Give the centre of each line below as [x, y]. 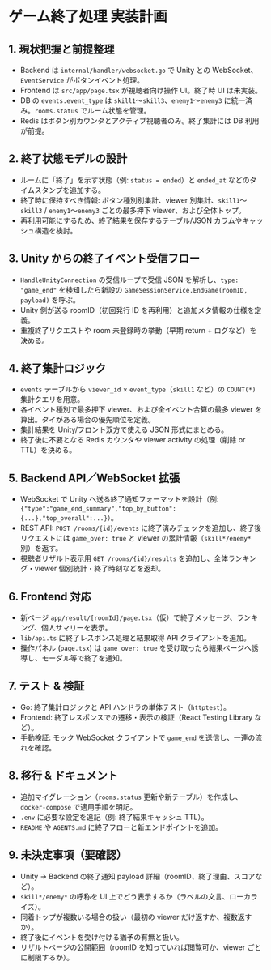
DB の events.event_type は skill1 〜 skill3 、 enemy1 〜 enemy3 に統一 [133, 100]
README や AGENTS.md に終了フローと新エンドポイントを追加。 [121, 827]
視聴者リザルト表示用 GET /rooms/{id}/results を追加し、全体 [124, 558]
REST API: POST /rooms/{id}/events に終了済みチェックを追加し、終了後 [141, 528]
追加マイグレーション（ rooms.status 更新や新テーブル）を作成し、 [131, 797]
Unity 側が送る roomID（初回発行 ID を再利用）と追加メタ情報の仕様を [137, 310]
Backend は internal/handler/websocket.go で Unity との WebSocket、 [139, 70]
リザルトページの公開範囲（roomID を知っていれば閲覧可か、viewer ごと [141, 947]
